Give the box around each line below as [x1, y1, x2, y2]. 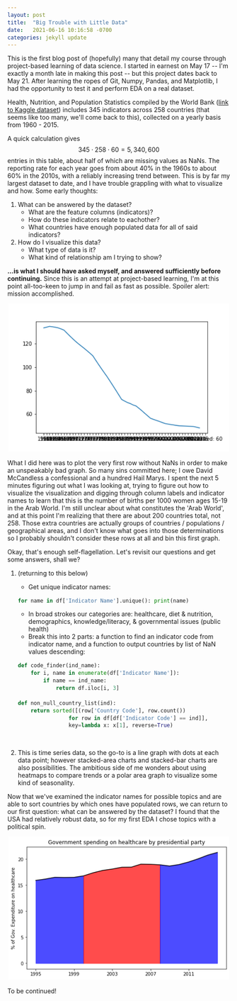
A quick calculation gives [7, 135, 81, 143]
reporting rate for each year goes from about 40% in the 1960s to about [7, 164, 217, 173]
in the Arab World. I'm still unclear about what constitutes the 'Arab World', [7, 503, 225, 512]
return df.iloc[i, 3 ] [55, 685, 120, 692]
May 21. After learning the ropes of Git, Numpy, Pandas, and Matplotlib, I [7, 77, 218, 85]
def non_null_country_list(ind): [17, 699, 117, 707]
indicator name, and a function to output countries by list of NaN [28, 640, 216, 649]
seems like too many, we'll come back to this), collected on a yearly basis [7, 113, 221, 122]
